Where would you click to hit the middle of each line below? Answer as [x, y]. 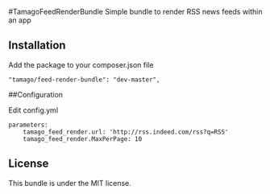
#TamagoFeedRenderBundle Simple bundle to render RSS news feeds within [135, 12]
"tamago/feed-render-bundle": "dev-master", [84, 80]
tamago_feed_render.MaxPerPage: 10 [83, 139]
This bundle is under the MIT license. [70, 183]
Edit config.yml [33, 110]
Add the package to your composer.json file [81, 64]
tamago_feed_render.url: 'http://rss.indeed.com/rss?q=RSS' [126, 132]
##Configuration [35, 94]
